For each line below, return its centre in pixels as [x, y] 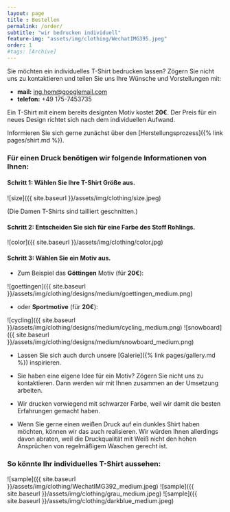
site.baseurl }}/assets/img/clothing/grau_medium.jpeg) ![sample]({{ [102, 493]
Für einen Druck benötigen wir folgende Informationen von [107, 158]
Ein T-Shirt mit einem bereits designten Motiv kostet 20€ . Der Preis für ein [112, 112]
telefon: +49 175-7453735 [55, 99]
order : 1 [20, 45]
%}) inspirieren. [39, 363]
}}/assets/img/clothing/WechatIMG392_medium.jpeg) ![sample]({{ [101, 486]
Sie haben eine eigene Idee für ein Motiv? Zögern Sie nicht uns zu [110, 376]
